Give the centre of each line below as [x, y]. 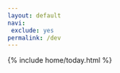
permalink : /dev [34, 38]
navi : [16, 23]
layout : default [34, 15]
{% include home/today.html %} [60, 60]
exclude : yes [33, 30]
